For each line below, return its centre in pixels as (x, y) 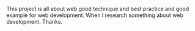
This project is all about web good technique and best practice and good (98, 9)
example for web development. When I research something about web (95, 15)
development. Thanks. (35, 22)
